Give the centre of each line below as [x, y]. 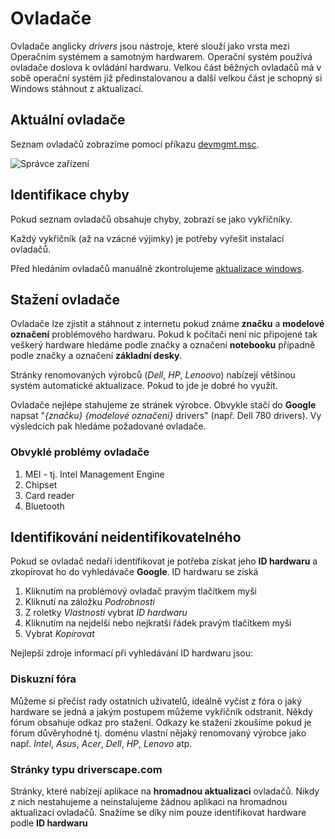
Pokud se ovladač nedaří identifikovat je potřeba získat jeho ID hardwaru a [164, 561]
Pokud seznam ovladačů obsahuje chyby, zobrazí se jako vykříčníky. [151, 219]
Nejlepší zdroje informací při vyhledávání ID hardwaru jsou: [132, 653]
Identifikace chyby [70, 195]
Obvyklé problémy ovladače [80, 452]
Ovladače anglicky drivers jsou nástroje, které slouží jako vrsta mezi [150, 46]
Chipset [41, 484]
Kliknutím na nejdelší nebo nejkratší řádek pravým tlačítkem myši [158, 623]
